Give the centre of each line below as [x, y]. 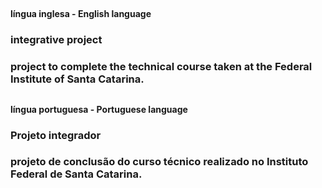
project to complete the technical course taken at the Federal [161, 67]
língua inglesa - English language [81, 14]
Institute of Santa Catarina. [77, 79]
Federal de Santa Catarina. [76, 174]
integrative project [56, 40]
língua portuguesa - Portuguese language [99, 109]
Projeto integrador [56, 135]
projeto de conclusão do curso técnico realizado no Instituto [159, 162]
